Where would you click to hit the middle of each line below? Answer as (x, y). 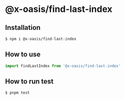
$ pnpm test (17, 93)
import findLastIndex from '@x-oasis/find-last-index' (63, 66)
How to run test (29, 81)
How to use (23, 54)
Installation (23, 28)
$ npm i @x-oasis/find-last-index (41, 39)
